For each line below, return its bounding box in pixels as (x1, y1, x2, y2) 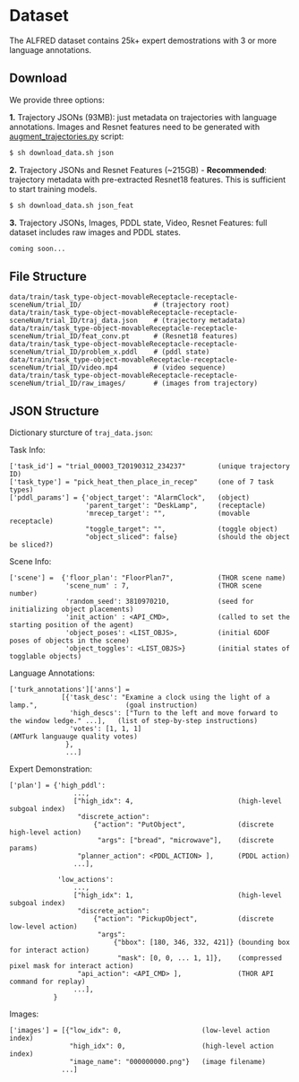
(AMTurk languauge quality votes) (9, 732, 139, 741)
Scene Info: (9, 556, 52, 566)
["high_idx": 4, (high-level (73, 797, 282, 806)
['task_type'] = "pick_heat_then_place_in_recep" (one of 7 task (9, 477, 275, 486)
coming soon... (9, 244, 66, 253)
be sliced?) (9, 540, 54, 549)
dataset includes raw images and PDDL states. (9, 226, 182, 238)
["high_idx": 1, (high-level (73, 891, 282, 900)
